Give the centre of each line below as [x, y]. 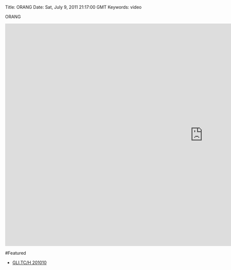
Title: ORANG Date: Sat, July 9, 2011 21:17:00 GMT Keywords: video [73, 7]
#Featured [16, 253]
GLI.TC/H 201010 [29, 263]
